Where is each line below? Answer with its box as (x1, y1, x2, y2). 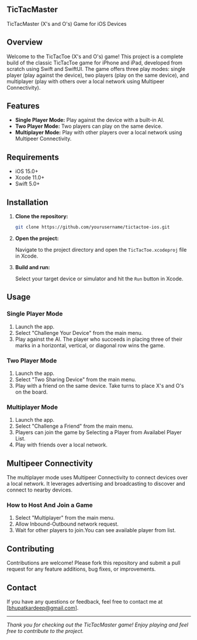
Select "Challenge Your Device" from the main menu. (15, 329, 143, 336)
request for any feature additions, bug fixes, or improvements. (6, 565, 156, 573)
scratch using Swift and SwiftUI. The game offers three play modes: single (6, 65, 186, 72)
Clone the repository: (15, 213, 68, 220)
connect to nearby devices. (6, 486, 72, 493)
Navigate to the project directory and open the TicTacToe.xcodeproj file (15, 246, 187, 253)
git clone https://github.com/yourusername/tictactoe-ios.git (15, 224, 170, 231)
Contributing (6, 544, 54, 554)
